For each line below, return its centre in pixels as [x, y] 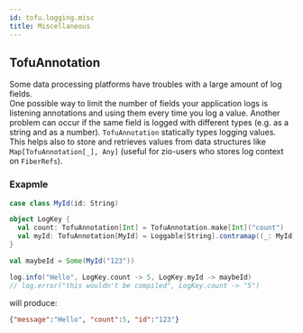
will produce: [33, 302]
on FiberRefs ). [36, 161]
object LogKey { [40, 219]
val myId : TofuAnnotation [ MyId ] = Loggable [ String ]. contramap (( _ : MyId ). [159, 236]
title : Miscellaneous [50, 26]
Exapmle [29, 184]
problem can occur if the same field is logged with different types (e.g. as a [149, 123]
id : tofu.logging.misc [52, 18]
